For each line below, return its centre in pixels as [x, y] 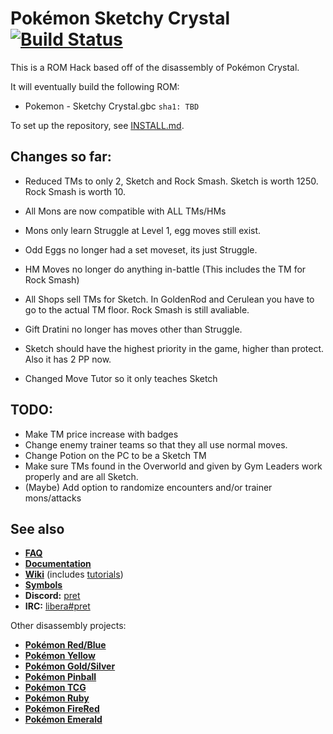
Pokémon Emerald [63, 719]
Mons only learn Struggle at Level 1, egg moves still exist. [143, 230]
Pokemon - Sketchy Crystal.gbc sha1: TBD [112, 106]
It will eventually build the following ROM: [95, 86]
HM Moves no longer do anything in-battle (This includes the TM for [165, 269]
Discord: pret [52, 596]
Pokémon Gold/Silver [70, 666]
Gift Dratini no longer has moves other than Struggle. [133, 329]
